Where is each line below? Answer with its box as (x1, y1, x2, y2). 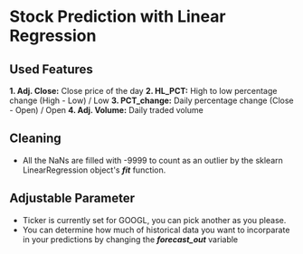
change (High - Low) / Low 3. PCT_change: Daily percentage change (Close (9, 95, 294, 106)
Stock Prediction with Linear (9, 6, 226, 27)
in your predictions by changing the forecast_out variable (22, 233, 239, 245)
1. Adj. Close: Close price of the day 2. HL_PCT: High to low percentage (9, 86, 278, 96)
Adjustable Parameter (9, 191, 136, 206)
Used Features (9, 61, 93, 77)
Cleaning (9, 131, 62, 146)
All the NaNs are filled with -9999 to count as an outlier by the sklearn (22, 155, 283, 165)
